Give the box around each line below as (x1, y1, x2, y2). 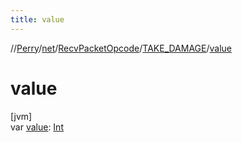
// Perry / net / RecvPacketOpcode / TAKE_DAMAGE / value (10, 42, 232, 54)
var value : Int (10, 121, 64, 133)
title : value (10, 14, 65, 25)
